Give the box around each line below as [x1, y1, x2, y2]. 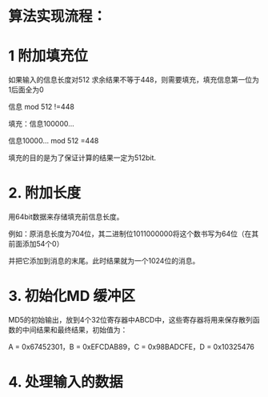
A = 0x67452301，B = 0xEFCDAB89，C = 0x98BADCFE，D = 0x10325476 [8, 342, 254, 351]
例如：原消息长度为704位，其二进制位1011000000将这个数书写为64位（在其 [8, 229, 259, 239]
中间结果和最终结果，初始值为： [22, 325, 128, 335]
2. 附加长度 [8, 184, 82, 203]
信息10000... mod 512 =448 [8, 136, 99, 146]
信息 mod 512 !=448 [8, 102, 74, 112]
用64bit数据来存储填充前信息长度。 [8, 212, 124, 222]
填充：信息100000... [8, 119, 74, 129]
